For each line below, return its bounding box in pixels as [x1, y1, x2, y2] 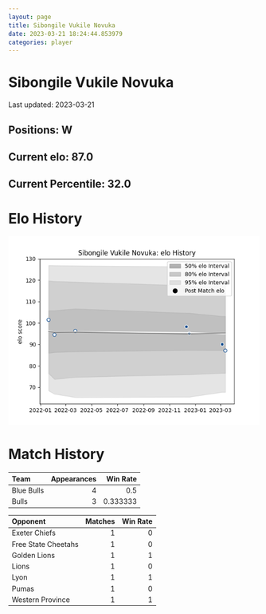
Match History [8, 446, 105, 463]
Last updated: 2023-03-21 [8, 100, 95, 109]
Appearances [50, 473, 97, 483]
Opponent [11, 517, 46, 526]
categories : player [8, 38, 73, 46]
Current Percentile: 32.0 [8, 177, 131, 191]
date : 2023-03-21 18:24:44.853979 [8, 30, 123, 38]
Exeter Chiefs [11, 528, 56, 538]
